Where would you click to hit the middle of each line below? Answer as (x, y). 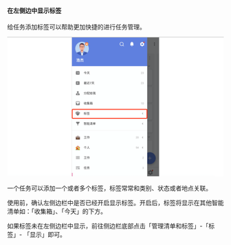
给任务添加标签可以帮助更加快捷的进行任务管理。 (76, 27)
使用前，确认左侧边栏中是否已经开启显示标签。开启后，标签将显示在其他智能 (115, 203)
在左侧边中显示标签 (34, 10)
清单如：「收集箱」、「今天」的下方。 (57, 211)
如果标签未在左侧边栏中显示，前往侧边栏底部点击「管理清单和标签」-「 (108, 226)
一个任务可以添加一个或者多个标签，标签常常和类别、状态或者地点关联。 (109, 188)
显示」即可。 (48, 235)
